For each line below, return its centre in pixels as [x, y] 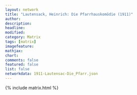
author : [13, 19]
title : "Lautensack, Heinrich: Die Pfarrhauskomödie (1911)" [69, 14]
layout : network [22, 10]
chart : [12, 55]
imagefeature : [20, 46]
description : [18, 23]
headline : [15, 28]
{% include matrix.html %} [32, 88]
